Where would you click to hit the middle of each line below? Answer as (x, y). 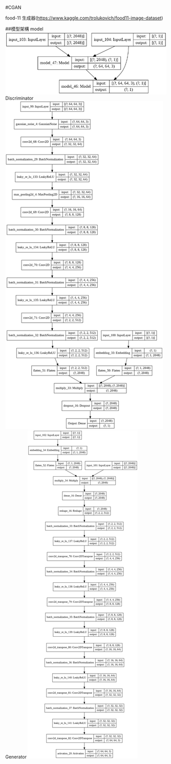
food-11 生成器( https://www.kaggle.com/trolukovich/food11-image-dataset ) (84, 18)
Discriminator (19, 98)
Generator (16, 757)
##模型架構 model (24, 29)
